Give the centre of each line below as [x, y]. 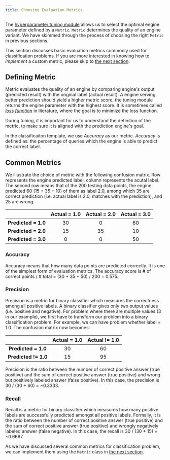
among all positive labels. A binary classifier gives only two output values [82, 306]
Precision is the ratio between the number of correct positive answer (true [83, 369]
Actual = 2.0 [100, 215]
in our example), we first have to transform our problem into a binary [77, 316]
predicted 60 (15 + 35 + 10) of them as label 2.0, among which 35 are [77, 191]
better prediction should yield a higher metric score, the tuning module [79, 100]
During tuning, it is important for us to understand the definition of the [78, 121]
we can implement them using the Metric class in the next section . [75, 452]
